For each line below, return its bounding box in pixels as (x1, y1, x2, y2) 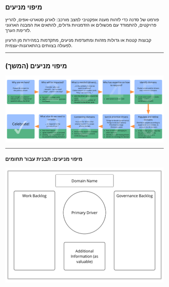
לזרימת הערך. (5, 27, 31, 33)
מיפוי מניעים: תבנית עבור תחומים (5, 155, 83, 162)
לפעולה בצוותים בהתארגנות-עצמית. (5, 42, 73, 49)
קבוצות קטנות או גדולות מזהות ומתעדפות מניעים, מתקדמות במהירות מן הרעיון (5, 37, 152, 43)
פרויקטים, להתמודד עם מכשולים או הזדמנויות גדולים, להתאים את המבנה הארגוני (5, 22, 157, 28)
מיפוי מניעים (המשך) (5, 62, 67, 70)
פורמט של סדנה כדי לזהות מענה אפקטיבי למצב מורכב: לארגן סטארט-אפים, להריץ (5, 16, 159, 22)
